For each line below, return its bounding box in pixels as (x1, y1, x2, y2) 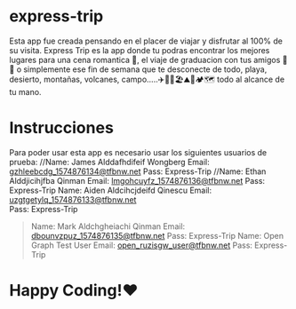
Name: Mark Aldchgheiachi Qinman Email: (30, 220, 186, 232)
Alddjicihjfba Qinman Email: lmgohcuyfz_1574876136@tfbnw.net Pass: (9, 175, 265, 186)
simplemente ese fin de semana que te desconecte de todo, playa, (23, 64, 268, 75)
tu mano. (9, 86, 42, 97)
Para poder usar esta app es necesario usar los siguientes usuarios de (9, 147, 268, 157)
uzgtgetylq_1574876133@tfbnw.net (9, 194, 137, 205)
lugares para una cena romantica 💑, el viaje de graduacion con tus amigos (9, 54, 281, 65)
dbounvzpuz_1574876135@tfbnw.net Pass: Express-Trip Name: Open (30, 230, 284, 241)
